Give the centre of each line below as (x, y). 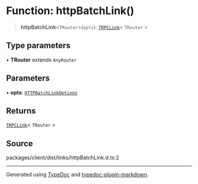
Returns (21, 111)
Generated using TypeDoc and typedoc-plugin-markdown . (77, 175)
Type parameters (38, 46)
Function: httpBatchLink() (70, 11)
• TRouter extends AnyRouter (42, 59)
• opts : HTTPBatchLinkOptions (42, 92)
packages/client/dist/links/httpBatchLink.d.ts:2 (63, 158)
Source (20, 143)
